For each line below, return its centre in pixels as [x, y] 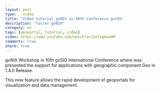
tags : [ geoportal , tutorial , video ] [42, 32]
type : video [20, 14]
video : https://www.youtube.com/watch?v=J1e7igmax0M [60, 37]
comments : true [21, 42]
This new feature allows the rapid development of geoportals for [70, 80]
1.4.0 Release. [19, 70]
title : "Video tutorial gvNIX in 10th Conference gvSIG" [65, 19]
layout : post [18, 10]
